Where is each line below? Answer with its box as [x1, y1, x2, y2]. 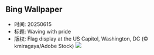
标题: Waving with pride [13, 28, 71, 35]
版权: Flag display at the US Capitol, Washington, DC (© [13, 35, 149, 42]
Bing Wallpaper [5, 5, 63, 14]
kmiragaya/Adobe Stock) [13, 42, 74, 49]
